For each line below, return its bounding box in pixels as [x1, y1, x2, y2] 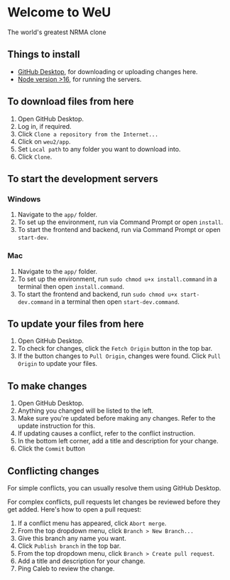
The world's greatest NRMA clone [7, 28, 106, 36]
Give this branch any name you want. [17, 534, 126, 542]
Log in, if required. [17, 122, 72, 130]
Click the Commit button [17, 444, 85, 453]
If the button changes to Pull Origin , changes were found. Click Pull [17, 352, 221, 360]
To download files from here [7, 95, 134, 107]
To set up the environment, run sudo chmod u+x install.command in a [17, 275, 218, 283]
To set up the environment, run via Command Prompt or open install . [17, 218, 224, 226]
